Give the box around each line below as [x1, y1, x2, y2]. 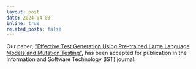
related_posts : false [6, 26, 62, 32]
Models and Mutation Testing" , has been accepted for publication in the [6, 49, 187, 57]
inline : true [6, 20, 40, 26]
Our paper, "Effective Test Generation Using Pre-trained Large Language [6, 43, 190, 50]
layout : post [6, 9, 40, 15]
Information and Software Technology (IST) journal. [6, 56, 136, 63]
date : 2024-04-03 [6, 15, 51, 21]
